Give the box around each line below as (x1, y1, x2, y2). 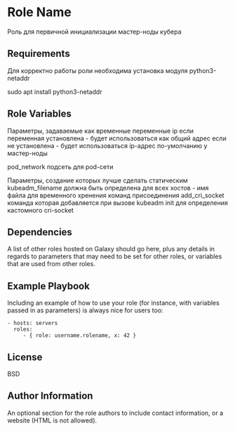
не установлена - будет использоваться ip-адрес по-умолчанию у (7, 141, 208, 150)
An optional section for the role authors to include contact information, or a (7, 409, 224, 417)
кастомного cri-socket (7, 206, 74, 214)
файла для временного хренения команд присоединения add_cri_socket (7, 191, 224, 199)
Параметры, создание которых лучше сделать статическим (7, 176, 188, 185)
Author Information (7, 390, 93, 402)
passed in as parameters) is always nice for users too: (7, 306, 163, 314)
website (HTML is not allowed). (7, 416, 98, 425)
